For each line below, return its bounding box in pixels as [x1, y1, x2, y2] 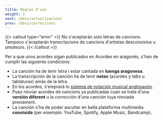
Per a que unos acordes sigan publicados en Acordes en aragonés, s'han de [5, 54, 158, 60]
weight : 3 [5, 12, 25, 17]
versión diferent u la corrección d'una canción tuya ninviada [12, 94, 134, 100]
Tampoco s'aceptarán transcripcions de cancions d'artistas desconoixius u [5, 39, 156, 45]
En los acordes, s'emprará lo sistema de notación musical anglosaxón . [12, 84, 153, 90]
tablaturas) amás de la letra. [12, 79, 69, 85]
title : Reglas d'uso [5, 7, 47, 12]
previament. [12, 99, 36, 105]
